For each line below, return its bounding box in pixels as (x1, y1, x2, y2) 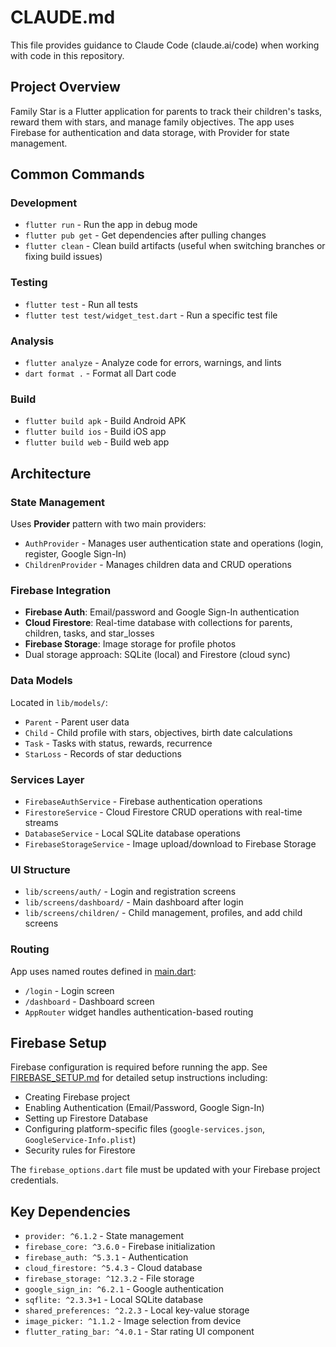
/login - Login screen (24, 984, 115, 996)
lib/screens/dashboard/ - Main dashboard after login (24, 896, 244, 908)
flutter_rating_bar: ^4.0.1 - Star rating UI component (24, 1326, 255, 1338)
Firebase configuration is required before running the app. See (10, 1061, 268, 1073)
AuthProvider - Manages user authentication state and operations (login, (24, 537, 324, 550)
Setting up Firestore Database (24, 1112, 148, 1125)
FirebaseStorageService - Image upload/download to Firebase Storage (24, 837, 317, 850)
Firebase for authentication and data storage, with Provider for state (10, 126, 290, 138)
